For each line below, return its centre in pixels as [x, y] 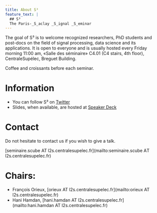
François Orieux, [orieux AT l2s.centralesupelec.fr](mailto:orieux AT [81, 190]
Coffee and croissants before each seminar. [50, 68]
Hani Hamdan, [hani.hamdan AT [45, 200]
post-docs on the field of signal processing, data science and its [71, 43]
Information [30, 88]
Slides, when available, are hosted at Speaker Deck [64, 107]
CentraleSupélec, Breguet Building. [41, 59]
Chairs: [20, 176]
